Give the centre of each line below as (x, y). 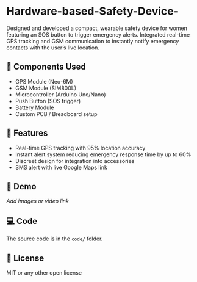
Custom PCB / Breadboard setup (56, 114)
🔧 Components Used (46, 67)
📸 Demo (21, 186)
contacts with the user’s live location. (53, 48)
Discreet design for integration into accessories (75, 161)
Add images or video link (38, 201)
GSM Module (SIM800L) (46, 88)
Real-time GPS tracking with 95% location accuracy (80, 148)
